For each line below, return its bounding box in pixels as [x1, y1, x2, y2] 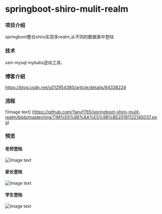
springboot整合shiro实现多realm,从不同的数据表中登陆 [5, 34, 114, 40]
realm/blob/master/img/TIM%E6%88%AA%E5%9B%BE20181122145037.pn [5, 114, 158, 120]
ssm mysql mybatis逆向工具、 [5, 59, 66, 65]
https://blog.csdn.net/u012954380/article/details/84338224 [5, 84, 126, 90]
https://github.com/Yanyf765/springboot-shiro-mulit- [33, 109, 140, 115]
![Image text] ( [5, 109, 34, 115]
